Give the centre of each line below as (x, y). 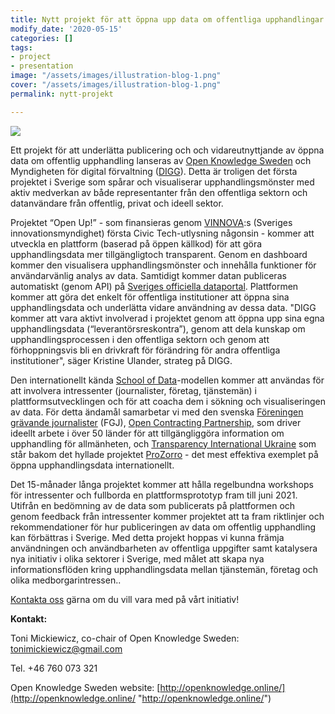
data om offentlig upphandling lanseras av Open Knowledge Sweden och (161, 160)
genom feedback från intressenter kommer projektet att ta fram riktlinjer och (167, 516)
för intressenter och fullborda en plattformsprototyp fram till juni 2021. (154, 495)
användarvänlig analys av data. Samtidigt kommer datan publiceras (148, 275)
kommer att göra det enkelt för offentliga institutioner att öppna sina (150, 297)
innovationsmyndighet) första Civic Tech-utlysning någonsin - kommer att (162, 233)
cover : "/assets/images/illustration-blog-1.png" (116, 85)
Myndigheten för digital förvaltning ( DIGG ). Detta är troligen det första (154, 171)
